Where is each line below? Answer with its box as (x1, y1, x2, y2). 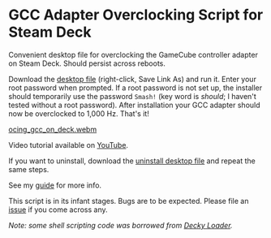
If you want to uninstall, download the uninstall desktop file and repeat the (8, 156, 256, 166)
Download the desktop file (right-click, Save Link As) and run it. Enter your (8, 74, 257, 84)
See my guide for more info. (8, 180, 102, 190)
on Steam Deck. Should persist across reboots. (8, 58, 166, 68)
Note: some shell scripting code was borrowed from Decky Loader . (8, 220, 233, 230)
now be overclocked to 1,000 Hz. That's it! (8, 108, 150, 119)
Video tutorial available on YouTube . (8, 140, 128, 149)
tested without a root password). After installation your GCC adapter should (8, 100, 261, 110)
